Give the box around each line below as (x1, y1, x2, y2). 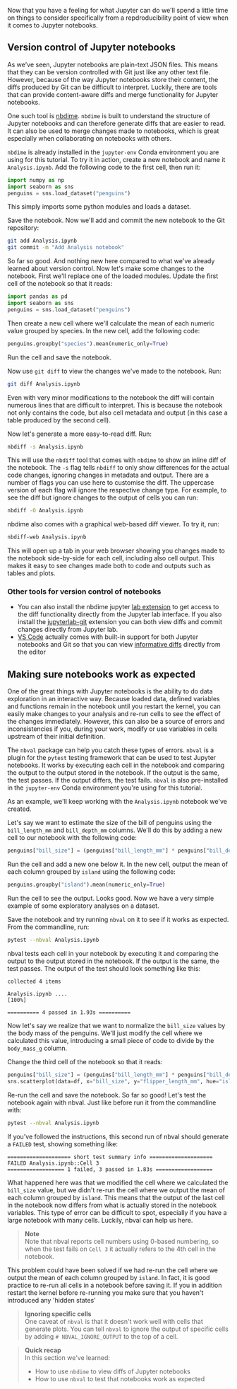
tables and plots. (7, 569, 56, 577)
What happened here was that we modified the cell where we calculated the (7, 1178, 229, 1187)
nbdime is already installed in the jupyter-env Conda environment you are (7, 148, 219, 156)
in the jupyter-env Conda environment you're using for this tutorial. (7, 783, 203, 792)
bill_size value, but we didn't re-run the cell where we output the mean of (7, 1185, 226, 1194)
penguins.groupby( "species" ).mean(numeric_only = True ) (7, 340, 169, 347)
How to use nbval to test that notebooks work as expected (35, 1374, 205, 1383)
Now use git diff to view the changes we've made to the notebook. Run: (7, 367, 222, 375)
